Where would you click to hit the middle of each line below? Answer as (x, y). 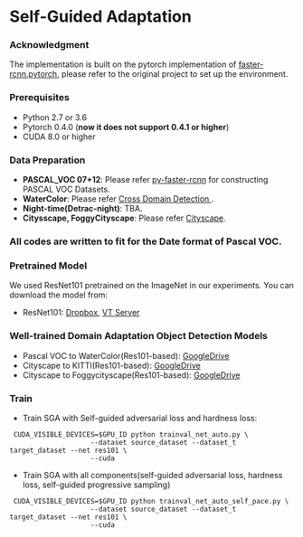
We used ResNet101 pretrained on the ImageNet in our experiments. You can (151, 286)
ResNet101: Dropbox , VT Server (81, 313)
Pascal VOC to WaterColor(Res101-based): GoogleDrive (126, 355)
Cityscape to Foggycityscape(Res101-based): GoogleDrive (131, 375)
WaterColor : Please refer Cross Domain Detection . (118, 199)
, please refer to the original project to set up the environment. (173, 74)
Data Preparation (47, 160)
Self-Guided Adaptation (100, 17)
